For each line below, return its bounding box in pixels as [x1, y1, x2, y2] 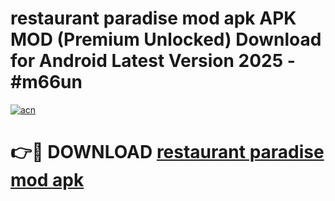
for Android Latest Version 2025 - [10, 50, 296, 72]
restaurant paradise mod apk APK [10, 7, 297, 30]
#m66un [10, 71, 83, 94]
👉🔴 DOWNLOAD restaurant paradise [10, 141, 325, 164]
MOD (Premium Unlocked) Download [10, 28, 322, 51]
